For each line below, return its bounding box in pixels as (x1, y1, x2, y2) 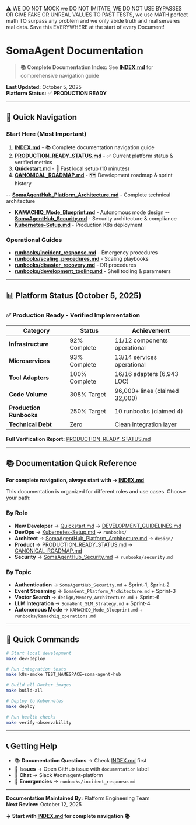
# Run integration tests (6, 666, 66, 672)
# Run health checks (6, 714, 57, 720)
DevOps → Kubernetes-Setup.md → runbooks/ (14, 529, 127, 536)
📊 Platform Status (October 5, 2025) (6, 291, 142, 301)
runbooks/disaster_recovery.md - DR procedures (14, 261, 136, 268)
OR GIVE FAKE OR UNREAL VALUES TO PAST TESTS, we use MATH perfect (6, 11, 188, 18)
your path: (6, 494, 31, 502)
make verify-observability (6, 719, 72, 726)
